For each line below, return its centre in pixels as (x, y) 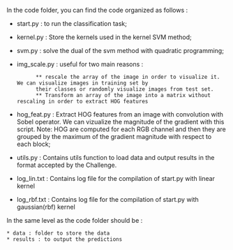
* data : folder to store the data (58, 233)
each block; (33, 144)
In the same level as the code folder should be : (75, 220)
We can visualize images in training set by (82, 83)
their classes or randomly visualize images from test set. (125, 89)
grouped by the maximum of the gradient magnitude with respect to (114, 137)
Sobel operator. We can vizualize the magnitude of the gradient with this (120, 122)
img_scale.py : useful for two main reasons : (80, 64)
